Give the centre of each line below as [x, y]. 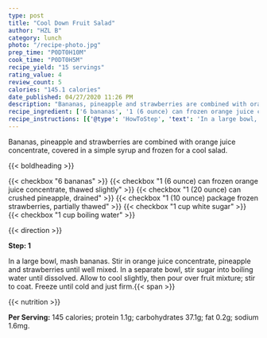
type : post [26, 16]
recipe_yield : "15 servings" [56, 68]
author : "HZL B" [35, 30]
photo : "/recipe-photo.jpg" [55, 45]
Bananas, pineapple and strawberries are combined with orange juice [122, 142]
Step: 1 [20, 245]
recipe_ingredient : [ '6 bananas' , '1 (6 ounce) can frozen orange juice [131, 112]
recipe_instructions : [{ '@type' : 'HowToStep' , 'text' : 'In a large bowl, [133, 119]
